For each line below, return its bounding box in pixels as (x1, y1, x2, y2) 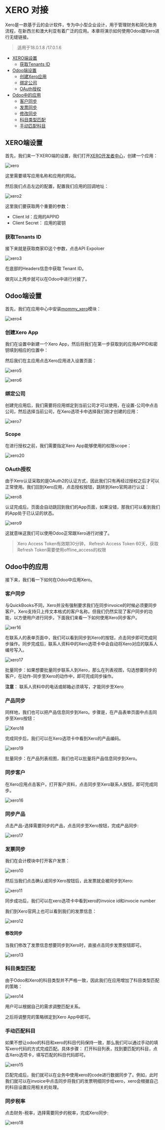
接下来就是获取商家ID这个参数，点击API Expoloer (5, 246, 105, 251)
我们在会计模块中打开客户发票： (5, 858, 70, 864)
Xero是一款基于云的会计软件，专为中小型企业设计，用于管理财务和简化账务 (5, 22, 157, 28)
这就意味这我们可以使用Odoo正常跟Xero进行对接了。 (5, 530, 112, 536)
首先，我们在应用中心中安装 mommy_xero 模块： (5, 306, 101, 312)
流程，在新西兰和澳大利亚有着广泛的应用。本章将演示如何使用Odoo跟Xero (5, 28, 155, 34)
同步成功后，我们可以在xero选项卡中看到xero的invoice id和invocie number (5, 898, 156, 904)
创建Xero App (5, 329, 38, 336)
